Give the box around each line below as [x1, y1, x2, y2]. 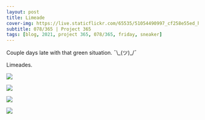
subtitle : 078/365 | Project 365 [6, 26, 92, 32]
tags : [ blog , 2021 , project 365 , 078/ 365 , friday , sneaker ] [6, 32, 163, 38]
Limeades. [6, 62, 32, 69]
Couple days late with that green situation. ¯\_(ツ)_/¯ [6, 49, 137, 57]
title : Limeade [6, 15, 45, 21]
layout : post [6, 9, 40, 15]
